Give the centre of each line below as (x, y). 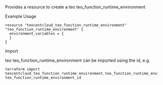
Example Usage (21, 16)
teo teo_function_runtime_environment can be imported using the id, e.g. (78, 60)
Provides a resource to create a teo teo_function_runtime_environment (75, 7)
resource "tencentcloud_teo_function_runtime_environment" (66, 25)
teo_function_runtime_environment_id (43, 78)
